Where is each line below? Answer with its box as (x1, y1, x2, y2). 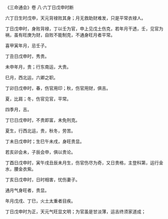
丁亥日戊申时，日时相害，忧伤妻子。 (5, 177, 80, 182)
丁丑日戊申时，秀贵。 (5, 53, 49, 59)
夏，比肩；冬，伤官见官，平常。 (5, 96, 71, 102)
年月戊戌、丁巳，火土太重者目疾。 (5, 198, 76, 204)
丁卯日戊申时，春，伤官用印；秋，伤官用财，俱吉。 (5, 85, 111, 91)
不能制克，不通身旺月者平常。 (53, 32, 115, 38)
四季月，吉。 (5, 107, 32, 112)
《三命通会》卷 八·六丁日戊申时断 (5, 5, 74, 10)
